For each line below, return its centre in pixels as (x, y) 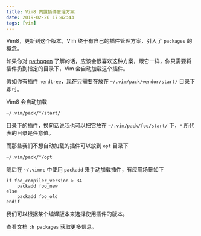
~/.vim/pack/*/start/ (33, 113)
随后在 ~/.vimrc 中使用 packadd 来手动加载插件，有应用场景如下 (85, 170)
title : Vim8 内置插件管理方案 (41, 12)
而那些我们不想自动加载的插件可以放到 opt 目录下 (67, 146)
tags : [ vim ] (21, 23)
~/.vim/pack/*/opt (29, 157)
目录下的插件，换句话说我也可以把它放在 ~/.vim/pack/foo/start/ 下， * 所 (98, 126)
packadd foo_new (38, 186)
